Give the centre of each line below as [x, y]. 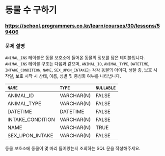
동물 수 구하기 [31, 10]
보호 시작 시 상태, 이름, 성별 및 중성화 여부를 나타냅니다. [68, 76]
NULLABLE [106, 88]
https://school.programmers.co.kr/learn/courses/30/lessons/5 [82, 26]
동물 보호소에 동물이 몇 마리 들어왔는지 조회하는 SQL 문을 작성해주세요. [73, 149]
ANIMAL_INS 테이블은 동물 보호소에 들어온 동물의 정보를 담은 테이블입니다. [75, 58]
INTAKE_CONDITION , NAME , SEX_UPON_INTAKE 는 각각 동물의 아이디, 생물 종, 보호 [79, 70]
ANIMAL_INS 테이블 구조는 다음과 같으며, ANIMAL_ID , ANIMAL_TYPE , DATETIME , [77, 64]
